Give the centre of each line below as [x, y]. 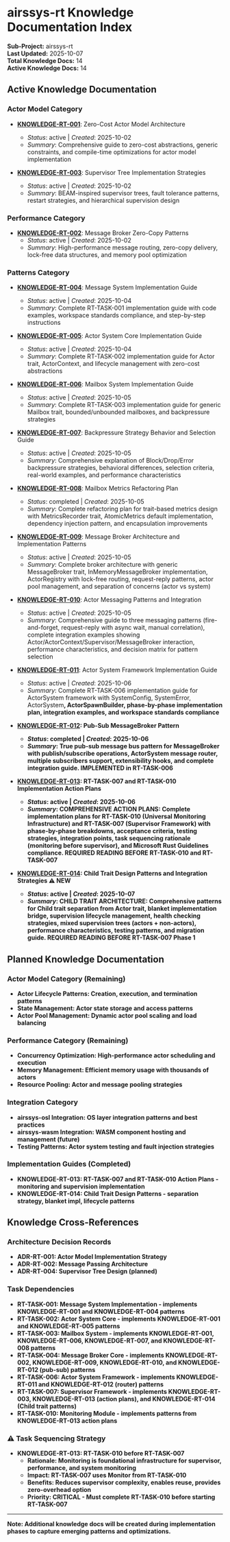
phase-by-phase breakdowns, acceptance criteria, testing [112, 831]
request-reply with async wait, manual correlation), [133, 628]
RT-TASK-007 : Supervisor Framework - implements [92, 1391]
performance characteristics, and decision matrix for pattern [113, 650]
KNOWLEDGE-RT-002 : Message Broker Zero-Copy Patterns [103, 233]
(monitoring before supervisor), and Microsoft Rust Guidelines [118, 846]
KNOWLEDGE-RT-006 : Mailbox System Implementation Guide [105, 384]
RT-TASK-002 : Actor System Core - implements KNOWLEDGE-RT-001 [119, 1319]
